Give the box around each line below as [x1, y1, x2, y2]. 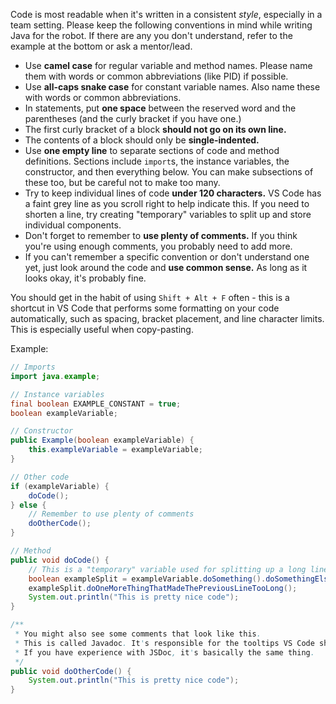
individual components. [24, 219, 122, 231]
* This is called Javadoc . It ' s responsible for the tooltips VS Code [14, 638, 315, 648]
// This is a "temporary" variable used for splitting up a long [28, 564, 307, 574]
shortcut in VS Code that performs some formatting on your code [10, 302, 280, 314]
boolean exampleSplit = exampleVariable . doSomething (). [28, 574, 267, 584]
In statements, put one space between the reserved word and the [24, 102, 297, 114]
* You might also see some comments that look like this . [14, 629, 262, 639]
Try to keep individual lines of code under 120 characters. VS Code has [24, 187, 322, 199]
